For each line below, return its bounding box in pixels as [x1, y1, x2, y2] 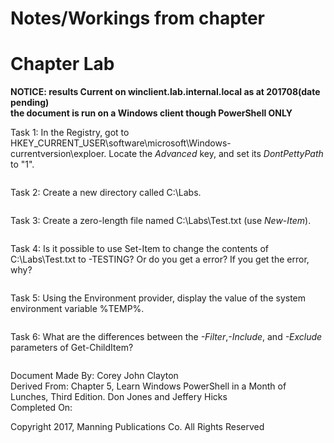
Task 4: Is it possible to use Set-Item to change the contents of [10, 243, 270, 255]
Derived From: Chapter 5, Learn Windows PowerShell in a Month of [10, 380, 287, 392]
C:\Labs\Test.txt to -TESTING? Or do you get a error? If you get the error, [10, 253, 310, 266]
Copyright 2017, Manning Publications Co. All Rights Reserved [10, 421, 265, 433]
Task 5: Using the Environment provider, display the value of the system [10, 292, 307, 304]
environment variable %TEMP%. [10, 303, 145, 315]
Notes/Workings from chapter [10, 7, 265, 30]
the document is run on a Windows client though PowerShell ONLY [10, 107, 293, 119]
